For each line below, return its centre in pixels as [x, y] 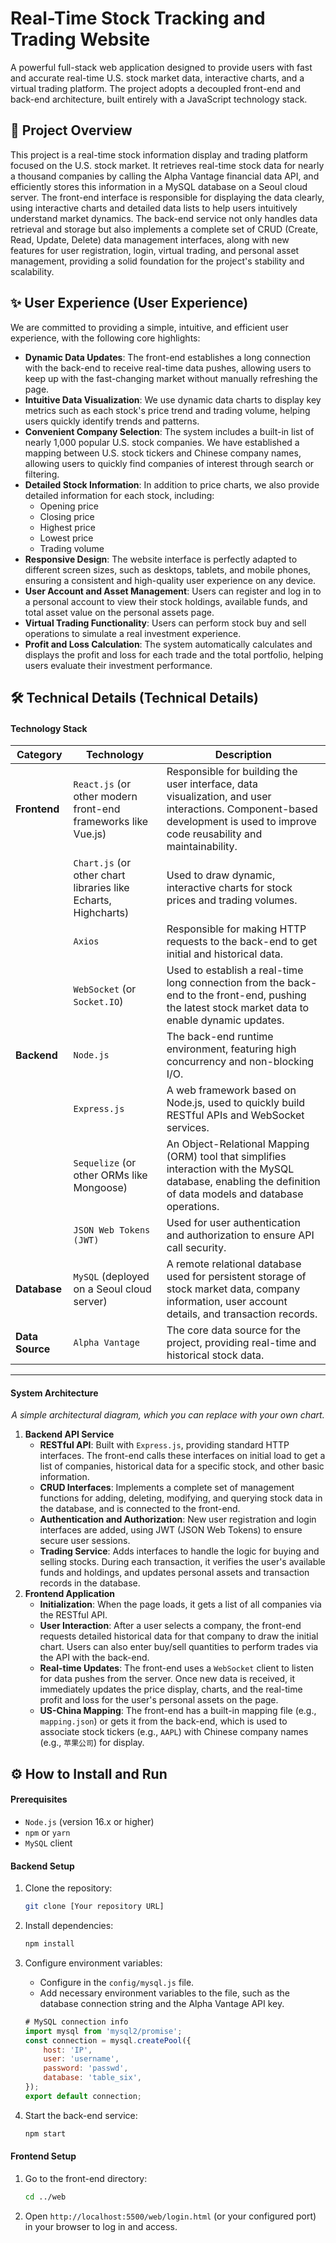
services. [188, 1128]
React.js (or [102, 784]
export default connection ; [83, 2096]
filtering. [42, 474]
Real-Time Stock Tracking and [138, 18]
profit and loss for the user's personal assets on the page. [159, 1700]
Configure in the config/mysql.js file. [117, 1982]
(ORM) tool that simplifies [226, 1157]
